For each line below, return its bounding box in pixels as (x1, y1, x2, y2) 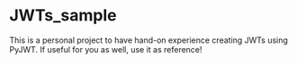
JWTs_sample (9, 5, 117, 26)
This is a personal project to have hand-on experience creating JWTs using (9, 35, 288, 45)
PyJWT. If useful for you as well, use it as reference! (9, 44, 202, 54)
